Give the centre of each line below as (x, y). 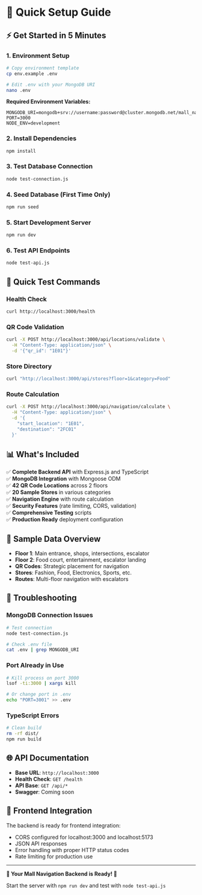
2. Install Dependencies (41, 138)
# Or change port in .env (38, 695)
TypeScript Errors (33, 715)
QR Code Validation (35, 327)
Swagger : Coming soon (44, 792)
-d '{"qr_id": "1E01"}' (41, 351)
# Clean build (24, 728)
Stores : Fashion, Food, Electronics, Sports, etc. (73, 573)
